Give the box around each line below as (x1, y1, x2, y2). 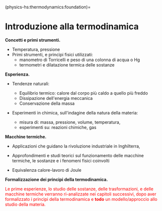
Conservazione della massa (19, 100, 75, 106)
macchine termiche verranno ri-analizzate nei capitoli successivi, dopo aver (5, 191, 157, 197)
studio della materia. (5, 201, 46, 207)
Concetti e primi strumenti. (5, 37, 61, 43)
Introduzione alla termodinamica (5, 21, 139, 32)
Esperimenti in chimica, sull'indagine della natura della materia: (12, 110, 138, 115)
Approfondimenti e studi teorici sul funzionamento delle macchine (12, 152, 144, 158)
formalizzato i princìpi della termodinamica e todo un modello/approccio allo (5, 196, 158, 202)
